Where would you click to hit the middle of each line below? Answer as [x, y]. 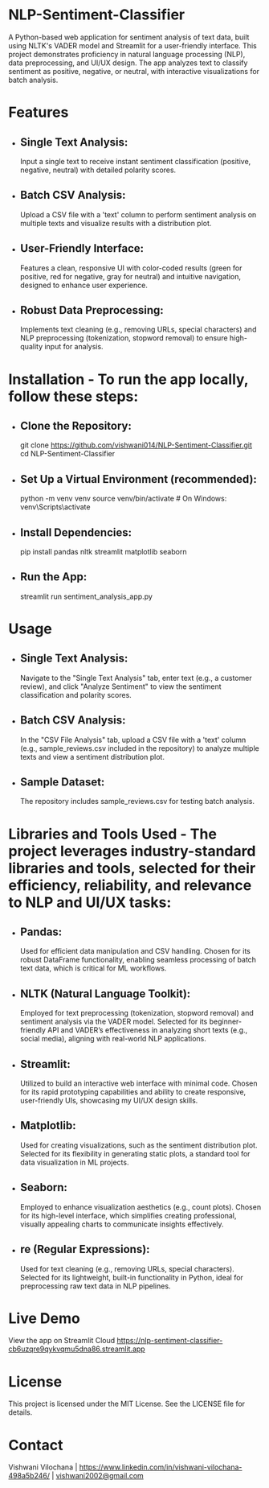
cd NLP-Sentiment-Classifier [67, 454]
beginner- [226, 1022]
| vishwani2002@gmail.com [98, 1476]
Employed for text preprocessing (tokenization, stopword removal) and [137, 1013]
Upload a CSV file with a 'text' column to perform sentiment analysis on [138, 214]
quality [31, 347]
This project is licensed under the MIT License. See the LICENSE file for [127, 1404]
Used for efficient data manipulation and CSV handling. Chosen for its [135, 951]
